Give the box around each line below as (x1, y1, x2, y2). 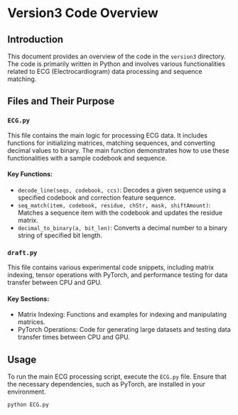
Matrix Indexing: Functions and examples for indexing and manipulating (17, 311, 227, 319)
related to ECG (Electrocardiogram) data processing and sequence (7, 68, 202, 75)
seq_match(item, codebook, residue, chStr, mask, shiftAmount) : (17, 200, 211, 209)
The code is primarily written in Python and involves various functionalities (7, 60, 226, 68)
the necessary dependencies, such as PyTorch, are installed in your (7, 380, 206, 389)
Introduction (7, 33, 64, 45)
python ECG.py (7, 401, 50, 409)
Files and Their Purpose (7, 95, 115, 107)
